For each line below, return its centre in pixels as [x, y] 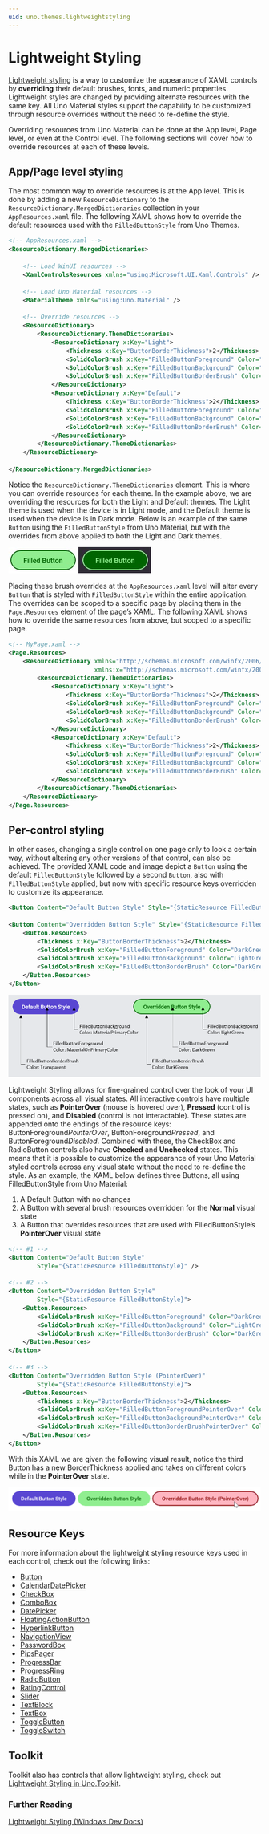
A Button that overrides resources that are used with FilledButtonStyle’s [138, 1224]
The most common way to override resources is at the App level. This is [126, 191]
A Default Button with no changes [75, 1199]
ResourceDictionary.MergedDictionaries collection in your [104, 208]
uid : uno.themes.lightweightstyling [69, 17]
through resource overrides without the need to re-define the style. [119, 114]
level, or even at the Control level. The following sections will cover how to [130, 138]
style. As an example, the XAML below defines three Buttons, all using [124, 1175]
